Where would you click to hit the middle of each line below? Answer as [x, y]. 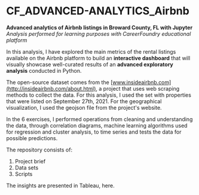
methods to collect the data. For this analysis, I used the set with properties [99, 95]
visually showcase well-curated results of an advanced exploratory [90, 64]
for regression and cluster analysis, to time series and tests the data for [94, 132]
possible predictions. [32, 138]
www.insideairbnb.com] [142, 82]
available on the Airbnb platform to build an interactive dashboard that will [98, 58]
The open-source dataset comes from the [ [59, 82]
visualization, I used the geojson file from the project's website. [84, 107]
